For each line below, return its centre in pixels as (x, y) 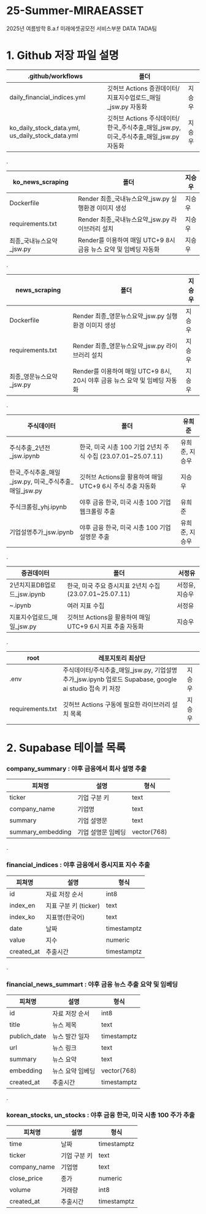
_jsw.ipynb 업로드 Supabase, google (125, 679)
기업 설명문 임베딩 (102, 833)
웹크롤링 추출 (97, 511)
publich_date (28, 1036)
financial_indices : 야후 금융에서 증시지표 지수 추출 (78, 865)
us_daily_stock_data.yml (44, 136)
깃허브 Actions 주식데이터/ (143, 118)
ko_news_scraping (40, 181)
